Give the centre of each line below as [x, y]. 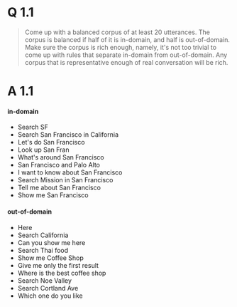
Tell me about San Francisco [59, 188]
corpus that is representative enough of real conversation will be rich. [126, 62]
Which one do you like [50, 296]
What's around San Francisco [61, 157]
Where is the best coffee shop [62, 273]
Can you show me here [51, 242]
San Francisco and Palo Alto [59, 165]
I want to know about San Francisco [70, 172]
